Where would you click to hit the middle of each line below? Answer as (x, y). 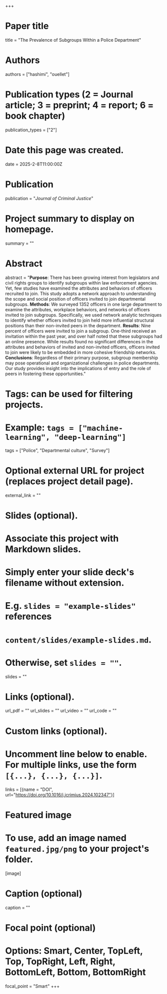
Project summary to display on (70, 218)
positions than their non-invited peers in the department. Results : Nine (78, 325)
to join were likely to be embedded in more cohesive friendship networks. (81, 352)
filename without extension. (65, 583)
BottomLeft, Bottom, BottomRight (75, 972)
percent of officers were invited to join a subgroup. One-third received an (81, 331)
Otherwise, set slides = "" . (63, 662)
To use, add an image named (66, 838)
